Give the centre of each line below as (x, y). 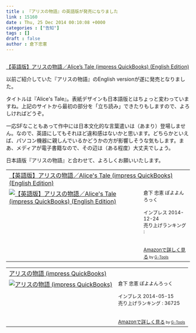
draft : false (23, 39)
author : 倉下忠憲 (27, 44)
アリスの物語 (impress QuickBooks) (58, 273)
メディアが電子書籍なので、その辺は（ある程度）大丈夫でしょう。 (95, 147)
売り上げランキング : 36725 (149, 303)
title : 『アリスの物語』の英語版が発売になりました (62, 11)
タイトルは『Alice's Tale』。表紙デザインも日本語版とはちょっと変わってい (95, 99)
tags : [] (18, 33)
